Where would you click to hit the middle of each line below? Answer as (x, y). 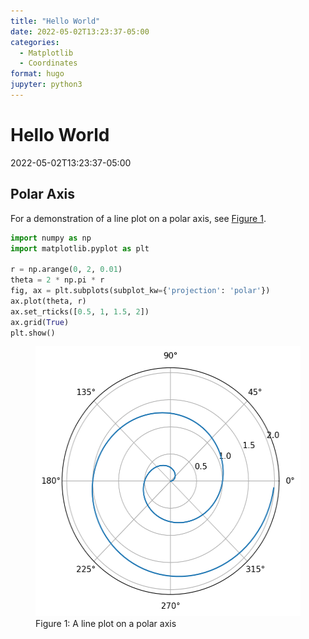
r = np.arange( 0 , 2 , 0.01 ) (66, 270)
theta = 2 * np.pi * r (57, 280)
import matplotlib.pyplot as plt (80, 248)
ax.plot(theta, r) (48, 301)
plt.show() (33, 333)
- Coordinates (48, 63)
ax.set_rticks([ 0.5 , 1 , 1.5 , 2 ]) (80, 311)
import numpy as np (51, 238)
